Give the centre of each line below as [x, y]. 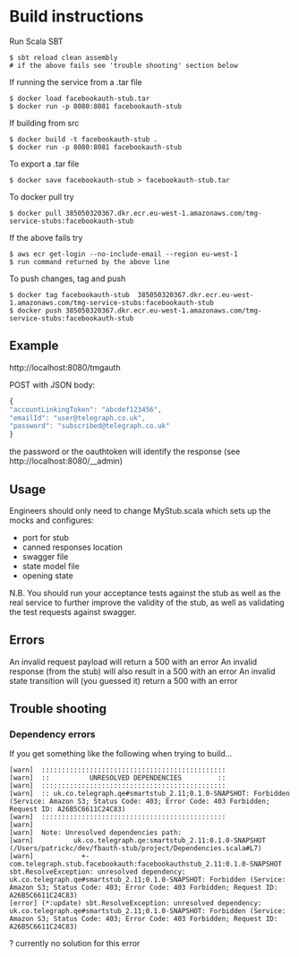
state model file [51, 566]
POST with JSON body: [52, 385]
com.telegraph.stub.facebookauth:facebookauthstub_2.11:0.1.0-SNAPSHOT [145, 864]
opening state [47, 576]
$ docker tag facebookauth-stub [69, 295]
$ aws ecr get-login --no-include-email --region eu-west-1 [124, 254]
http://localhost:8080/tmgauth [65, 367]
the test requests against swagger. [73, 611]
